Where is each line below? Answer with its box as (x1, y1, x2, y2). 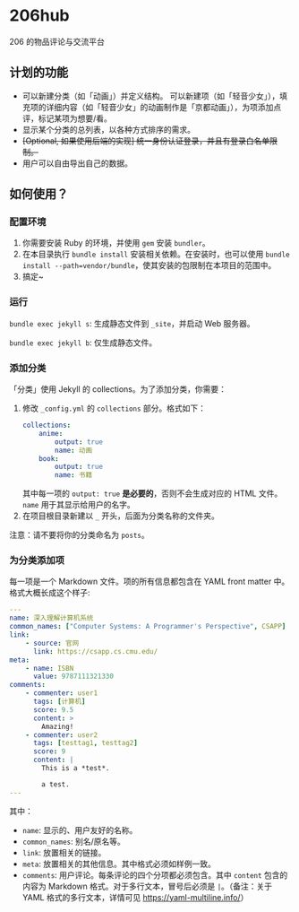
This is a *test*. (41, 764, 110, 773)
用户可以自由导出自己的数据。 (21, 158, 132, 169)
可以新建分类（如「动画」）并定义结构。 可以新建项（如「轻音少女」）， (21, 91, 280, 101)
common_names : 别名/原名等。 (21, 836, 125, 847)
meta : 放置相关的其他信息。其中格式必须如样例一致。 (21, 858, 217, 869)
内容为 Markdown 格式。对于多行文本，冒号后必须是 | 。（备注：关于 (21, 881, 273, 891)
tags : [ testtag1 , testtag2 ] (32, 739, 139, 748)
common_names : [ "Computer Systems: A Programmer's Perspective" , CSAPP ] (9, 622, 286, 631)
